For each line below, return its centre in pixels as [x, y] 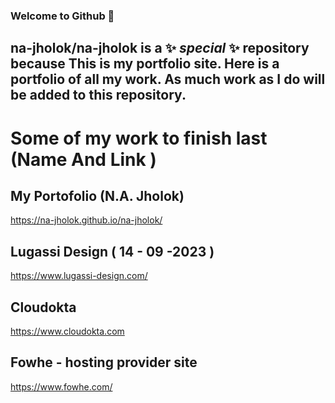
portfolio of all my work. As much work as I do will [168, 79]
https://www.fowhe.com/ [61, 386]
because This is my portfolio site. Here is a [145, 64]
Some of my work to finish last [139, 138]
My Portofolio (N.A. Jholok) [97, 195]
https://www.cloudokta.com [67, 331]
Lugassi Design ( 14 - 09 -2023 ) [112, 251]
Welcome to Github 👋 [62, 16]
